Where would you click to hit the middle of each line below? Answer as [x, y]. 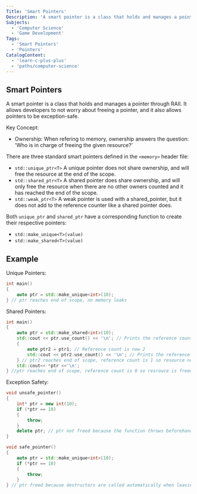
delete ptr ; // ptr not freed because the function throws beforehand [105, 431]
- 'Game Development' [38, 33]
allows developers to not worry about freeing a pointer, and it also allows [94, 110]
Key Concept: [23, 128]
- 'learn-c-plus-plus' [39, 60]
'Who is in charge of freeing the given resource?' [74, 145]
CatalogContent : [26, 55]
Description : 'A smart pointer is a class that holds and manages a [91, 17]
